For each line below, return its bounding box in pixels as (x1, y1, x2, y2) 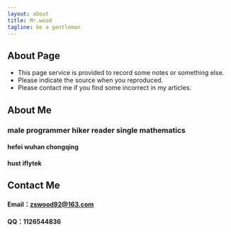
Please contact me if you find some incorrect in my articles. (17, 83, 192, 92)
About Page (7, 50, 60, 62)
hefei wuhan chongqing (7, 143, 79, 151)
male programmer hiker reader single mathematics (7, 125, 186, 135)
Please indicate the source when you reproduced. (17, 76, 164, 85)
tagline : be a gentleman (7, 23, 81, 30)
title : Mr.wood (7, 17, 52, 24)
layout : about (7, 10, 50, 18)
